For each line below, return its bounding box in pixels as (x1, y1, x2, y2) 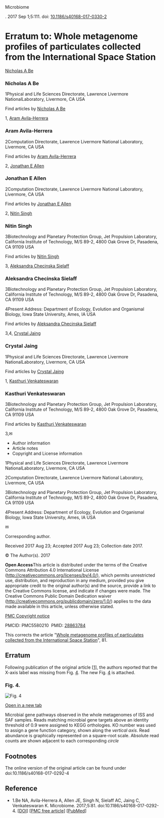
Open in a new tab (5, 702, 42, 708)
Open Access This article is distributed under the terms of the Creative (5, 562, 147, 568)
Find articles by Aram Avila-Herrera (5, 153, 76, 159)
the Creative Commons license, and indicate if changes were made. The (5, 588, 151, 594)
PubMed (68, 808, 85, 814)
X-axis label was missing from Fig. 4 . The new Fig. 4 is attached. (5, 669, 136, 675)
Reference (5, 784, 38, 793)
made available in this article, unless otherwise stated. (5, 604, 114, 609)
